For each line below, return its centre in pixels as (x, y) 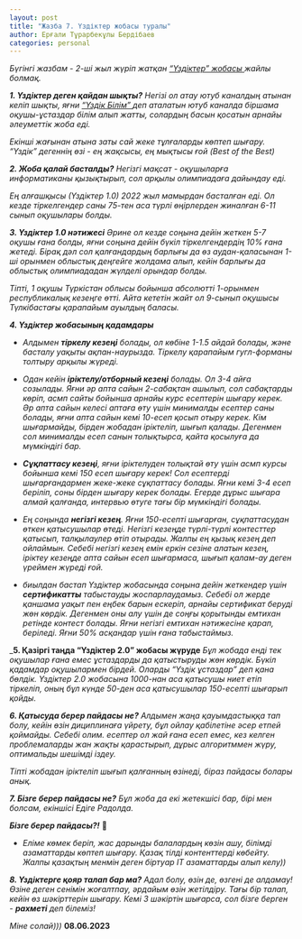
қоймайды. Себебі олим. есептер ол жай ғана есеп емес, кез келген (142, 735)
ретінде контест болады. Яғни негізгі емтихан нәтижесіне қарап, (148, 623)
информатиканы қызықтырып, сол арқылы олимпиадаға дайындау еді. (148, 179)
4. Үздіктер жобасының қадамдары (82, 325)
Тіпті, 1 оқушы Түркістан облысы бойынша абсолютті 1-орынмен (134, 289)
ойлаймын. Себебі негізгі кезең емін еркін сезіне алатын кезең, (146, 548)
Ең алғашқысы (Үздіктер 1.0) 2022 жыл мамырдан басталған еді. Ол (142, 196)
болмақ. (26, 78)
